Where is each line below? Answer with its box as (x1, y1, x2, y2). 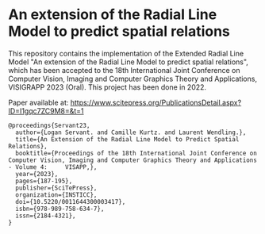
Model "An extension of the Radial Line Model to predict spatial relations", (8, 57, 248, 67)
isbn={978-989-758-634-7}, (15, 205, 105, 213)
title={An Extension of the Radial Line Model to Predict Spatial (15, 135, 240, 144)
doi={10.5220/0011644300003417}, (15, 198, 126, 205)
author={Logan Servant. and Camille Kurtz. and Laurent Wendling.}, (15, 129, 247, 136)
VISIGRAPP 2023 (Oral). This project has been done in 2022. (8, 82, 207, 92)
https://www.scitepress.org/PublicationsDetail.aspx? (70, 98, 242, 107)
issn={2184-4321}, (15, 212, 77, 220)
